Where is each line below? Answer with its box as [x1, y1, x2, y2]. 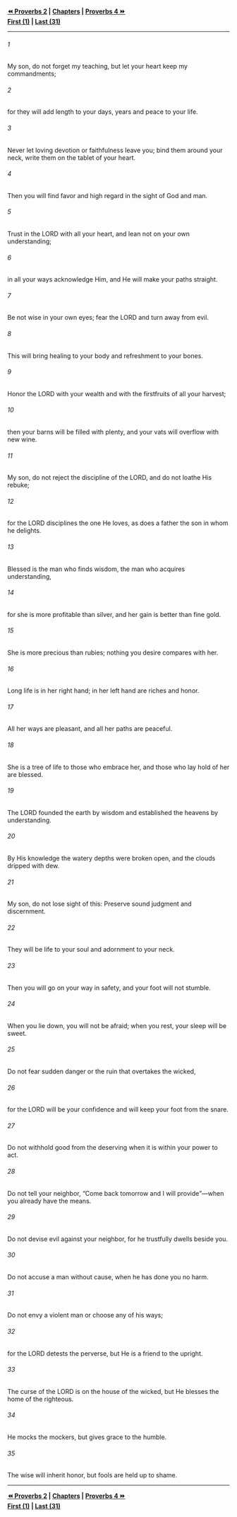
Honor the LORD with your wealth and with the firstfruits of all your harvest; [7, 389, 226, 398]
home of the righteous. [7, 1395, 74, 1403]
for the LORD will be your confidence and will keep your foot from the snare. [7, 1105, 229, 1114]
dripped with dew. [7, 862, 60, 870]
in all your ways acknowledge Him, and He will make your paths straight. [7, 275, 218, 284]
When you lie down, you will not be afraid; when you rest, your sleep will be [7, 1021, 227, 1029]
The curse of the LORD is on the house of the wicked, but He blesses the [7, 1387, 219, 1395]
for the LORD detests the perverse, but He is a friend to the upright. [7, 1349, 203, 1358]
